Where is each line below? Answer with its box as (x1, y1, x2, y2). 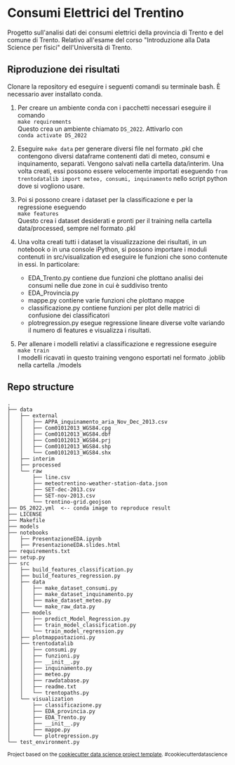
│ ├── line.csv (7, 474, 71, 481)
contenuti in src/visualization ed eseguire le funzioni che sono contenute (17, 252, 228, 261)
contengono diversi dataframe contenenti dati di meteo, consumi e (17, 151, 210, 160)
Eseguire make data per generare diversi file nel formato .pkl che (17, 144, 203, 153)
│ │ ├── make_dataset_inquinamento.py (7, 590, 133, 598)
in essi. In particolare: (17, 260, 80, 268)
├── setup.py (7, 554, 46, 561)
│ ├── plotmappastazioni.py (7, 633, 96, 641)
